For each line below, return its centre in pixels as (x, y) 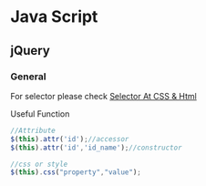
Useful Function (40, 114)
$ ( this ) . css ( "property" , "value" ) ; (76, 172)
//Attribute (33, 130)
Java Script (54, 17)
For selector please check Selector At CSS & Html (103, 96)
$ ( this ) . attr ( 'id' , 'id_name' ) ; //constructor (96, 148)
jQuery (31, 51)
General (28, 77)
